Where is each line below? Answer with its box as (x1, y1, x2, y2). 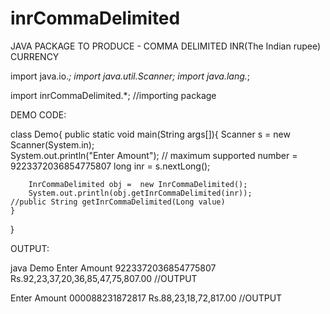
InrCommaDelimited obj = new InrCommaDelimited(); (28, 179, 248, 189)
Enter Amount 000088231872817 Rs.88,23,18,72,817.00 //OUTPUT (10, 292, 283, 304)
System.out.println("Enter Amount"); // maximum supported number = (10, 149, 298, 161)
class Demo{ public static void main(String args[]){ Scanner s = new (10, 128, 291, 140)
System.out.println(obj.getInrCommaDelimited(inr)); (28, 188, 253, 198)
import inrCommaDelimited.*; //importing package (10, 89, 217, 101)
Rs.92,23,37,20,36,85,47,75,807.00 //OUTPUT (10, 272, 198, 284)
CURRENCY (10, 50, 60, 62)
